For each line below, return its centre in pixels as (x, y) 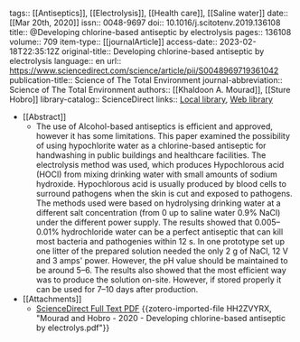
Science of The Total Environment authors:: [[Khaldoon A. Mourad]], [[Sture (150, 90)
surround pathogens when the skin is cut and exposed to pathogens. (164, 194)
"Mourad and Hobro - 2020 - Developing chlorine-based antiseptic (161, 318)
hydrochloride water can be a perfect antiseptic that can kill (172, 232)
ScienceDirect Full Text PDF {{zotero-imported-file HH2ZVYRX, (154, 309)
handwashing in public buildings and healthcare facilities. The (151, 155)
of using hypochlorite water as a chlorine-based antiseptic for (151, 145)
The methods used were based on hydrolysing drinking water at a (159, 203)
